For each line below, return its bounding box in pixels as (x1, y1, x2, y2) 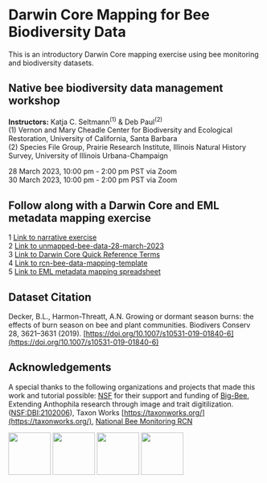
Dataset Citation (8, 290, 92, 304)
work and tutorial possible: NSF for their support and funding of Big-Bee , (8, 390, 249, 400)
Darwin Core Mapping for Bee (8, 6, 211, 24)
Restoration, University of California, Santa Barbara (8, 134, 178, 144)
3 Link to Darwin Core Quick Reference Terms (8, 250, 161, 260)
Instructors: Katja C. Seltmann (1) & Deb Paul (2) (8, 115, 163, 127)
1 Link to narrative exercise (8, 232, 97, 243)
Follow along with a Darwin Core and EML (8, 198, 220, 212)
